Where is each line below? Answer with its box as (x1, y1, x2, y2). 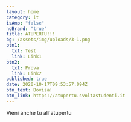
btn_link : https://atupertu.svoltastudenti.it (6, 93, 126, 99)
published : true (6, 76, 47, 82)
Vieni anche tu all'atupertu (6, 109, 72, 116)
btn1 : (6, 43, 20, 49)
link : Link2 (11, 70, 42, 76)
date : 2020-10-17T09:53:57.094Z (6, 82, 88, 88)
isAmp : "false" (6, 20, 45, 26)
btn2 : (6, 59, 20, 65)
